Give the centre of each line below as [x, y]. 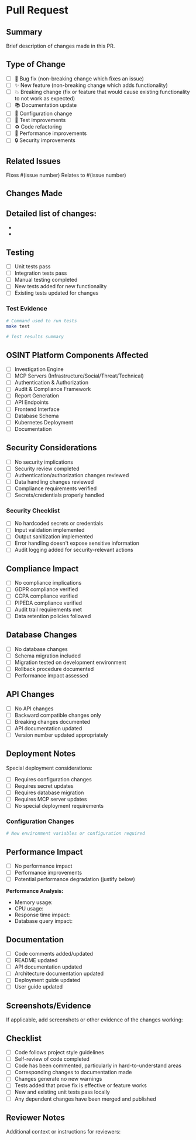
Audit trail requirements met [48, 609]
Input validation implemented [49, 530]
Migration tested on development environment [71, 662]
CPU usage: [29, 909]
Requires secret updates [44, 786]
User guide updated [39, 987]
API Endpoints [31, 402]
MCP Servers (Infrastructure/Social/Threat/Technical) [79, 376]
